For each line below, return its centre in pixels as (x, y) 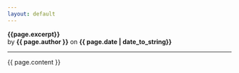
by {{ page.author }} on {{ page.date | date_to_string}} (90, 41)
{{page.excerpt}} (34, 34)
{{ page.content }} (34, 62)
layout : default (31, 14)
